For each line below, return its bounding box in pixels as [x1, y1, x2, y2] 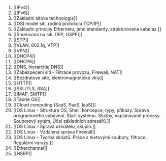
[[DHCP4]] [13, 53, 36, 59]
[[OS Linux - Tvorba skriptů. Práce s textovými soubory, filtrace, [13, 135, 147, 140]
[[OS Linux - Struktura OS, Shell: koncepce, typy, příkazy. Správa [13, 107, 149, 113]
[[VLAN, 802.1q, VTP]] [13, 42, 60, 48]
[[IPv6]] [13, 10, 29, 16]
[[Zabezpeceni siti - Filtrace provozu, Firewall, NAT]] [13, 69, 123, 75]
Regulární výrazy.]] [13, 140, 53, 146]
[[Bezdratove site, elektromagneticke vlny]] [13, 75, 104, 81]
